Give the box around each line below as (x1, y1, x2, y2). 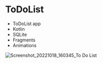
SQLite (12, 31, 27, 37)
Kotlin (12, 26, 25, 32)
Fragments (12, 37, 36, 43)
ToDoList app (12, 20, 41, 27)
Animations (12, 42, 37, 48)
